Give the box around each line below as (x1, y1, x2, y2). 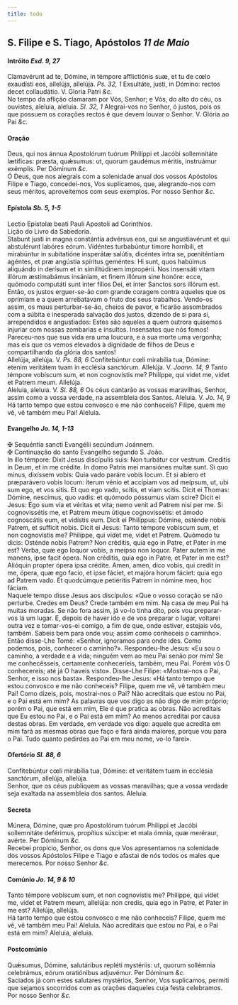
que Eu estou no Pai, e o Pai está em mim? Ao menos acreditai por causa (7, 712, 220, 720)
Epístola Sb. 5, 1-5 (7, 204, 62, 212)
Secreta (7, 805, 31, 814)
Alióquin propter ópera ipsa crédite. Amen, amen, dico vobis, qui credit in (7, 560, 221, 569)
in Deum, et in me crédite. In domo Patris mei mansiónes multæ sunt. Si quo (7, 462, 229, 471)
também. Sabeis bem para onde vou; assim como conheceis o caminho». (7, 629, 222, 637)
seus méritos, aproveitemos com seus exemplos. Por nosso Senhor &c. (7, 188, 215, 196)
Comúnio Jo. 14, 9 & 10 (7, 875, 76, 884)
